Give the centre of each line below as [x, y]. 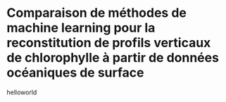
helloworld [22, 92]
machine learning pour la [81, 28]
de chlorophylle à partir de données [113, 58]
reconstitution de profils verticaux [109, 43]
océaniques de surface [75, 73]
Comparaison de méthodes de [97, 13]
